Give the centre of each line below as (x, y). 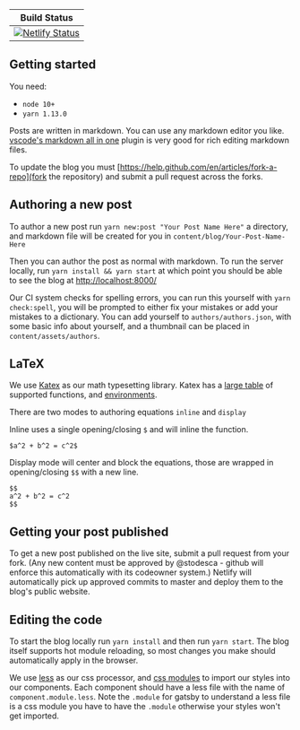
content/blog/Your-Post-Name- (230, 237)
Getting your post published (89, 531)
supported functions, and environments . (83, 395)
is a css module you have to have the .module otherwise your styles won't (145, 707)
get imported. (34, 716)
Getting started (53, 65)
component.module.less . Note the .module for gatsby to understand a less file (150, 697)
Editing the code (56, 619)
